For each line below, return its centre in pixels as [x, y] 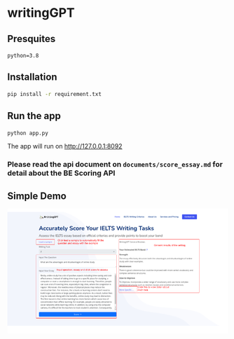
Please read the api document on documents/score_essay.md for [115, 165]
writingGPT [41, 13]
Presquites [32, 39]
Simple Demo [37, 196]
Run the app [34, 116]
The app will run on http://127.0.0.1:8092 [65, 146]
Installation [32, 77]
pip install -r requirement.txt [54, 94]
